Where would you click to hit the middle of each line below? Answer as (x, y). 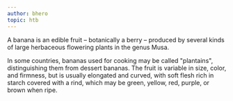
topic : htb (23, 20)
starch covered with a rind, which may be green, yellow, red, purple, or (109, 82)
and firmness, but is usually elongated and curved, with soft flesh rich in (111, 75)
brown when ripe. (32, 90)
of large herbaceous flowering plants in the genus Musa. (88, 47)
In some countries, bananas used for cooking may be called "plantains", (110, 60)
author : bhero (28, 13)
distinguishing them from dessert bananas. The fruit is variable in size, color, (117, 68)
